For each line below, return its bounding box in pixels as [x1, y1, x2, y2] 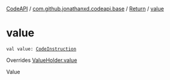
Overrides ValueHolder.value [6, 57, 77, 64]
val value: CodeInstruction [6, 46, 77, 52]
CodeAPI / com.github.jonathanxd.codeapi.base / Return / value [6, 5, 164, 12]
